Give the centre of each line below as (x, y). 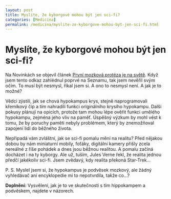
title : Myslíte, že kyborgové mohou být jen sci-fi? (63, 15)
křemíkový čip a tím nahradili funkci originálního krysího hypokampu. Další (83, 107)
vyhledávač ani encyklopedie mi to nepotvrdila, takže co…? (68, 175)
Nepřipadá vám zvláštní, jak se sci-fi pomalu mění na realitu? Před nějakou (84, 138)
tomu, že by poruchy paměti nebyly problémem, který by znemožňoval (80, 123)
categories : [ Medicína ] (31, 19)
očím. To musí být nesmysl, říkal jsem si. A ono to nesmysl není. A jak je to (83, 86)
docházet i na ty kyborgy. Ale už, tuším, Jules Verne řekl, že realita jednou (83, 155)
